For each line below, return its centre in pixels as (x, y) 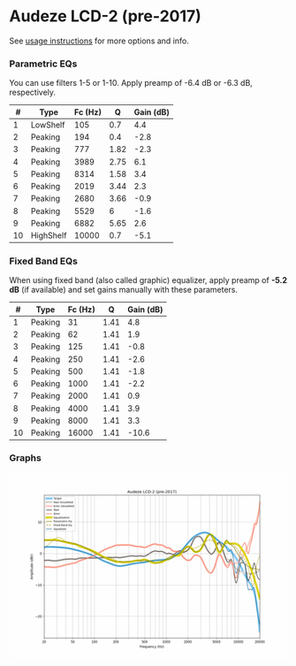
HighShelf (49, 235)
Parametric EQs (43, 64)
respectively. (32, 92)
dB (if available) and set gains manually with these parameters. (124, 290)
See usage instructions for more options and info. (99, 41)
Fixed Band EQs (43, 261)
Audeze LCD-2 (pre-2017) (105, 16)
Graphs (25, 458)
